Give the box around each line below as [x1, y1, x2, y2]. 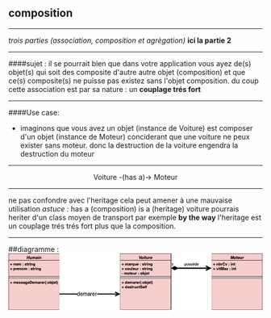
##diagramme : [8, 244, 59, 253]
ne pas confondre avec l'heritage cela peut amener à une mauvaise [8, 195, 232, 205]
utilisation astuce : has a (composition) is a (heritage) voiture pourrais [8, 203, 240, 213]
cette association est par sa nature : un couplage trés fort [8, 84, 202, 94]
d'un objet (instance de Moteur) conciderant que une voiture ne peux [19, 132, 250, 141]
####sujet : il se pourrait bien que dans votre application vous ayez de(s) [8, 58, 252, 68]
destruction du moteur [19, 149, 95, 158]
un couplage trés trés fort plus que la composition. [8, 221, 176, 231]
